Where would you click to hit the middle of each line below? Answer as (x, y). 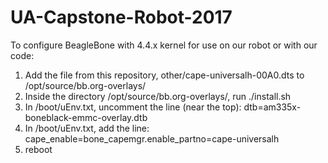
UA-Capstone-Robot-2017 (121, 17)
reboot (38, 149)
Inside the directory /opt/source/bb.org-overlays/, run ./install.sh (158, 96)
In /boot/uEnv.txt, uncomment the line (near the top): (133, 107)
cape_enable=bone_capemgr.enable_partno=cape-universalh (152, 138)
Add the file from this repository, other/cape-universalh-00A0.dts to (164, 75)
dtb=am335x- (272, 107)
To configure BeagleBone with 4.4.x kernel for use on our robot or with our (164, 45)
